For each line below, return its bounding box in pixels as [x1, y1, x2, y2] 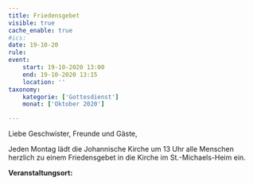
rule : [8, 48, 26, 56]
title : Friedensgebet [8, 11, 80, 20]
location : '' [22, 78, 66, 86]
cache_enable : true [8, 26, 73, 34]
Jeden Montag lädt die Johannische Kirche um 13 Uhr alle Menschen [8, 145, 235, 154]
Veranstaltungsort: [8, 168, 73, 178]
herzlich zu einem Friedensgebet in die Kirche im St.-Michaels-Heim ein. [8, 152, 247, 163]
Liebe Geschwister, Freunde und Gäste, [8, 129, 138, 139]
